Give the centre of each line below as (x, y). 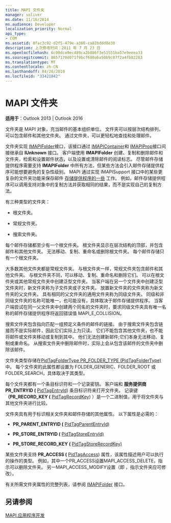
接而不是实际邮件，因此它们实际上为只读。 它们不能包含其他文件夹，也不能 (84, 330)
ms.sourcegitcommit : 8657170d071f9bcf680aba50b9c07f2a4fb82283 (74, 57)
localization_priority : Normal (39, 29)
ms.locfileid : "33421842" (33, 76)
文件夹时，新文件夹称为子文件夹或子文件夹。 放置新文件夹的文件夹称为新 (82, 287)
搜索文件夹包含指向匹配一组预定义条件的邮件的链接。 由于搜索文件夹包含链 (84, 324)
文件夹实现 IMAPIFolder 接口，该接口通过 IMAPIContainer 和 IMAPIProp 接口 (83, 146)
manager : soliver (24, 15)
